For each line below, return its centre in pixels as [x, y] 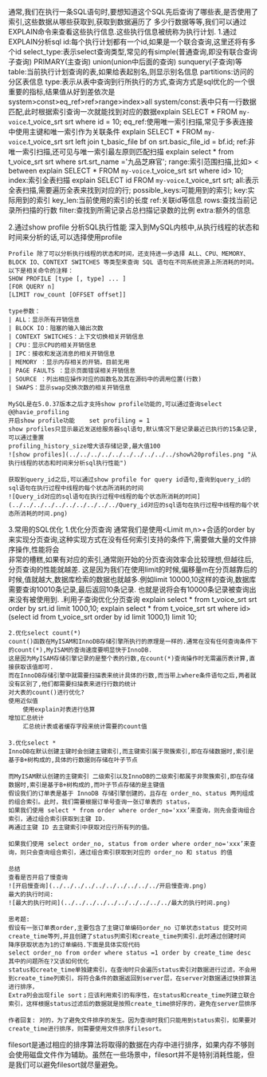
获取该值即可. [34, 667]
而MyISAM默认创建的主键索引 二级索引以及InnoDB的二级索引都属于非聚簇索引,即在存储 [131, 776]
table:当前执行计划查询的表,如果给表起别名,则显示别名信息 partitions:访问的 [131, 72]
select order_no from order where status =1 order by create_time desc [130, 953]
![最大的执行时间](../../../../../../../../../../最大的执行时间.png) [120, 903]
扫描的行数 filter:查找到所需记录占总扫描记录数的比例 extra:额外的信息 [136, 210]
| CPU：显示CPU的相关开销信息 [53, 345]
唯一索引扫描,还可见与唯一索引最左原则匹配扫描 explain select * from [121, 152]
